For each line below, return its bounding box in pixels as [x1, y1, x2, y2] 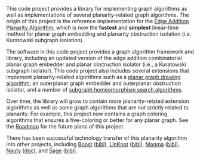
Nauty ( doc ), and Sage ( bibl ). [6, 147, 78, 154]
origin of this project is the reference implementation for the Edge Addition [6, 18, 189, 24]
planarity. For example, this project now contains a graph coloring [6, 110, 168, 117]
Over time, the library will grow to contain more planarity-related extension [6, 98, 189, 105]
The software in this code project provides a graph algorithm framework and [6, 48, 194, 55]
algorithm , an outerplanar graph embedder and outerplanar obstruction [6, 80, 181, 87]
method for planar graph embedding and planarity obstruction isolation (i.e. [6, 30, 192, 37]
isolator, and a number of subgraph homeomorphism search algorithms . [6, 86, 183, 93]
